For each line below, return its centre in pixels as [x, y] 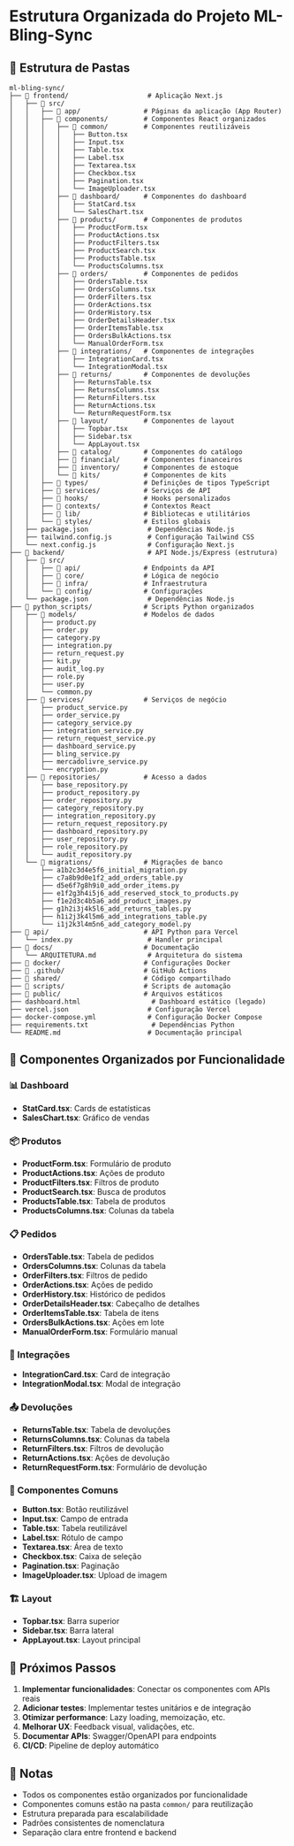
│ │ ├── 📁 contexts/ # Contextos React [110, 506]
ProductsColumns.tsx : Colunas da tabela [98, 1211]
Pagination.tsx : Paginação [71, 1566]
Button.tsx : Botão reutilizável [75, 1510]
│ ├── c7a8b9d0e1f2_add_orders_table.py [96, 878]
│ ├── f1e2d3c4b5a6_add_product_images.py [100, 901]
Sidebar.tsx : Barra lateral [68, 1631]
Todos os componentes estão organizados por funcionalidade [135, 1795]
